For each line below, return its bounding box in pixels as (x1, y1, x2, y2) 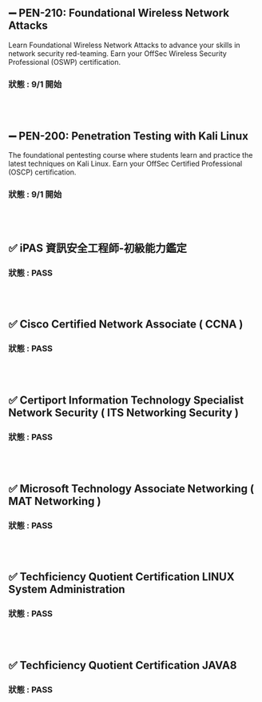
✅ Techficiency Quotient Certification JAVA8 (8, 659, 237, 672)
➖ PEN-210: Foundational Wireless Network (8, 6, 230, 20)
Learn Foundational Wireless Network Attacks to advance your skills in (8, 40, 241, 50)
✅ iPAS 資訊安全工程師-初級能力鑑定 (8, 241, 188, 255)
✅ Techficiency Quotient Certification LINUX (8, 570, 235, 584)
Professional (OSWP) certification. (8, 57, 121, 66)
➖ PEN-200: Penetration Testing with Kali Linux (8, 129, 249, 142)
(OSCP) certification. (8, 167, 77, 177)
